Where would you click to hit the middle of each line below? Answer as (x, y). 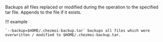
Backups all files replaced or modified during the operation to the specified (82, 7)
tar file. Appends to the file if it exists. (43, 12)
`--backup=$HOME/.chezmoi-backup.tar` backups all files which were (78, 31)
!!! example (16, 22)
